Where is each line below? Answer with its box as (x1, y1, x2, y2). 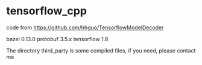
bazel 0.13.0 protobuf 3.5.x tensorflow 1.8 (6, 35, 109, 42)
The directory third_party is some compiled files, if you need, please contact (6, 47, 196, 54)
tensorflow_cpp (6, 4, 87, 18)
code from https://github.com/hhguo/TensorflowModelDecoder (6, 24, 164, 31)
